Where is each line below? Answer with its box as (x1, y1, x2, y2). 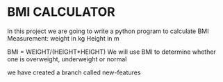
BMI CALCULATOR (7, 4, 116, 20)
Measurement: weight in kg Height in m (7, 34, 119, 42)
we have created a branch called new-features (7, 68, 141, 76)
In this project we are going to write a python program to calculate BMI (7, 27, 210, 35)
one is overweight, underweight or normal (7, 54, 127, 63)
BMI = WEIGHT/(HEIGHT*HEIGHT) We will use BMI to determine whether (7, 48, 217, 56)
